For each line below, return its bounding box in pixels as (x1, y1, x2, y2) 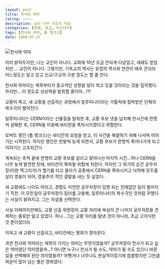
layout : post (5, 7, 32, 12)
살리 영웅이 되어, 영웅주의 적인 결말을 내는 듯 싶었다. (5, 173, 105, 179)
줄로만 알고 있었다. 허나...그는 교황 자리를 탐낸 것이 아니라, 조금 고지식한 (18, 213, 156, 219)
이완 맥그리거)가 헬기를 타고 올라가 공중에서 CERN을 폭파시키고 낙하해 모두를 (10, 167, 159, 173)
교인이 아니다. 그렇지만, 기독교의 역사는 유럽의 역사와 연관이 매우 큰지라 (19, 65, 156, 72)
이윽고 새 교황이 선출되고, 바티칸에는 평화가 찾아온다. (5, 230, 106, 235)
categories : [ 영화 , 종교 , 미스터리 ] (5, 26, 72, 31)
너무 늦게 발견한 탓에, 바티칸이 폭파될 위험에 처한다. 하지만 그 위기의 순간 (5, 161, 144, 167)
